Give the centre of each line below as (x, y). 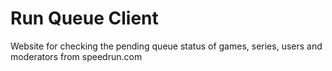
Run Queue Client (84, 18)
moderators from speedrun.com (76, 56)
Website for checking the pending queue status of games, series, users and (166, 46)
